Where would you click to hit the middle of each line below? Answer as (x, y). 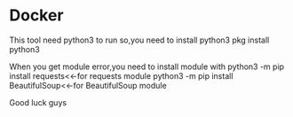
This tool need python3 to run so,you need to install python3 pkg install (139, 40)
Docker (36, 16)
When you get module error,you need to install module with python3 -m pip (147, 66)
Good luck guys (38, 102)
